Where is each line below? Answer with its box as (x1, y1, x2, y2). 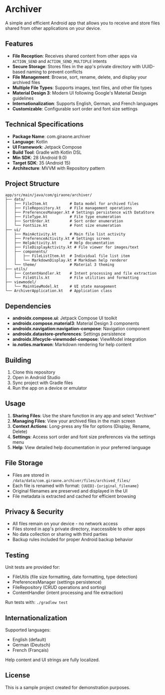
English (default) (12, 637, 46, 643)
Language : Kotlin (12, 138, 48, 145)
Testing (5, 551, 29, 559)
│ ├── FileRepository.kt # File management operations (5, 205, 133, 211)
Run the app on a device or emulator (12, 385, 87, 391)
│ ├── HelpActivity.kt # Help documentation (5, 240, 114, 246)
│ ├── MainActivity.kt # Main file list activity (5, 232, 126, 237)
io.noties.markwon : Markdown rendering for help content (12, 342, 132, 348)
